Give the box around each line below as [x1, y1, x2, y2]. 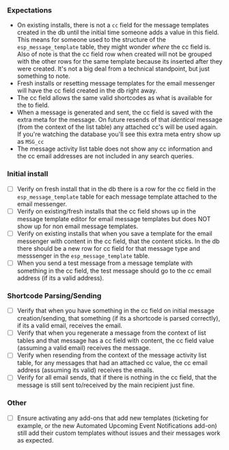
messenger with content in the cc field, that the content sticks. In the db [16, 237, 220, 245]
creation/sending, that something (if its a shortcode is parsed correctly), [16, 314, 221, 323]
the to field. [16, 101, 50, 110]
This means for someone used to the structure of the [16, 36, 166, 44]
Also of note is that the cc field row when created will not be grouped [16, 50, 212, 58]
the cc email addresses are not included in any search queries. [16, 152, 194, 160]
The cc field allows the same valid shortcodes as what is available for [16, 94, 213, 102]
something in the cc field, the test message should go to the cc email [16, 266, 212, 275]
